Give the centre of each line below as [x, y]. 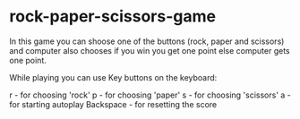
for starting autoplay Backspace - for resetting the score [113, 104]
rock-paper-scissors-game [113, 17]
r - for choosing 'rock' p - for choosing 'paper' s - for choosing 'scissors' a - [150, 95]
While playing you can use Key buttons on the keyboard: [113, 77]
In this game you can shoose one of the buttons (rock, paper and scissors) [147, 41]
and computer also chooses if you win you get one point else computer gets [150, 50]
